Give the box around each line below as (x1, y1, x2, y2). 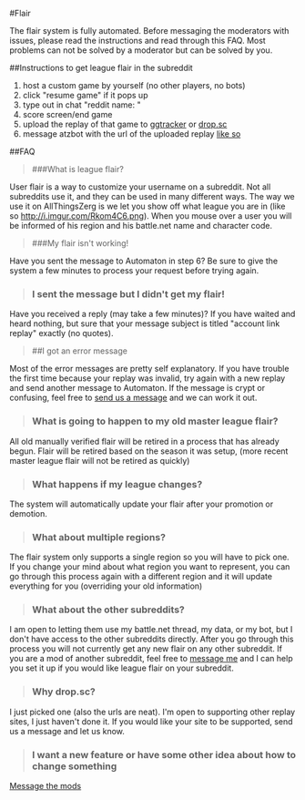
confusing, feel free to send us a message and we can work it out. (9, 392, 258, 404)
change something (31, 760, 117, 773)
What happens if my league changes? (31, 477, 203, 490)
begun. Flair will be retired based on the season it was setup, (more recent (9, 446, 289, 456)
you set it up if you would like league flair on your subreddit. (9, 662, 234, 673)
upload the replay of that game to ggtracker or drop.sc (22, 118, 228, 129)
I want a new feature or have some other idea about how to (31, 748, 297, 761)
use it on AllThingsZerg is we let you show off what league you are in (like (9, 200, 286, 211)
